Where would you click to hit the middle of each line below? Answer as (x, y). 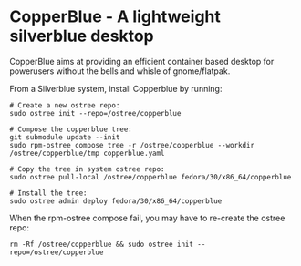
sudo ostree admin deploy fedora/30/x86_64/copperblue (116, 201)
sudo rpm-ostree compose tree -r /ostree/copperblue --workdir (132, 145)
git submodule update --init (65, 137)
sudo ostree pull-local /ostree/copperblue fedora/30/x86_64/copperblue (150, 177)
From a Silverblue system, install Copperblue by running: (116, 88)
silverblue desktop (82, 36)
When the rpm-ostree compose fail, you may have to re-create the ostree (147, 218)
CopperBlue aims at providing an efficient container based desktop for (142, 61)
